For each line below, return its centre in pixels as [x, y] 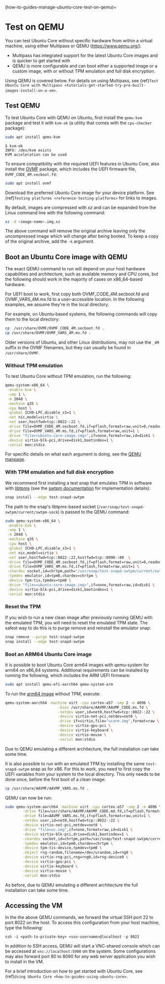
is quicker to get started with [41, 61]
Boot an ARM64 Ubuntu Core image [48, 654]
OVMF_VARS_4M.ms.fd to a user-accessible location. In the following [75, 299]
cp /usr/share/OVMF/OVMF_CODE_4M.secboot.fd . [55, 328]
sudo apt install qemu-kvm [33, 137]
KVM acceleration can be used [36, 155]
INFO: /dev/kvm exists [28, 150]
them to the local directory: [32, 319]
